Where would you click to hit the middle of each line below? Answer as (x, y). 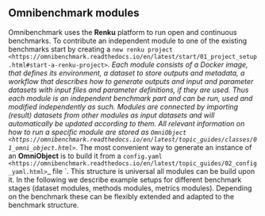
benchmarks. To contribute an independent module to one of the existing (128, 40)
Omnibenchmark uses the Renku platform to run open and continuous (123, 32)
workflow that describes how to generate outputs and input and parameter (131, 81)
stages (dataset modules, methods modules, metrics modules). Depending (130, 188)
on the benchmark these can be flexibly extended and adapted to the (121, 196)
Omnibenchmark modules (74, 13)
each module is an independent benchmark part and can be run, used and (131, 98)
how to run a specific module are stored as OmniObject (97, 132)
